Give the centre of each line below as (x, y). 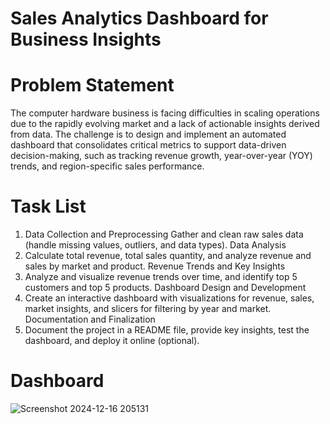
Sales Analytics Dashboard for (139, 18)
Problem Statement (92, 85)
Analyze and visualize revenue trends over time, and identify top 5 (161, 277)
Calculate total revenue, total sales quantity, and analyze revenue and (168, 256)
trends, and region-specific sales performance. (107, 166)
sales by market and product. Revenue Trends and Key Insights (155, 266)
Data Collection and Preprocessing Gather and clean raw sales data (164, 234)
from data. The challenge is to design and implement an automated (148, 134)
